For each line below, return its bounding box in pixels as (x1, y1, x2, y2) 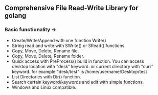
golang (4, 12, 26, 20)
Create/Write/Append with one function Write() (11, 37, 106, 43)
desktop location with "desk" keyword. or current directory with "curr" (11, 63, 154, 69)
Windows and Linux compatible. (11, 84, 77, 90)
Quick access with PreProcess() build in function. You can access (11, 58, 144, 64)
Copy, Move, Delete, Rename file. (11, 47, 79, 53)
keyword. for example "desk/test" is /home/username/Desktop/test (11, 69, 147, 74)
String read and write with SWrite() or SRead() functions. (11, 43, 126, 48)
